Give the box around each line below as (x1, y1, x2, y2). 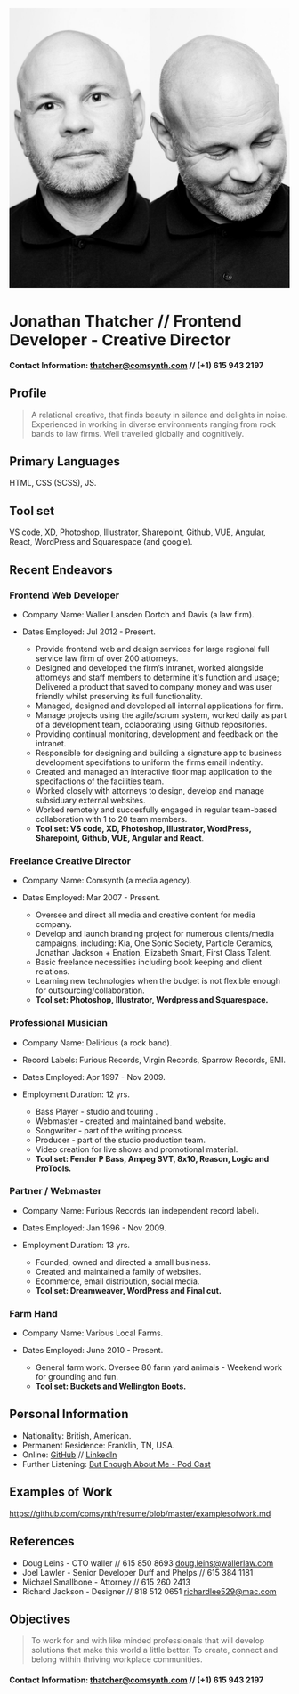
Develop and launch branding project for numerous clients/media (35, 929, 274, 940)
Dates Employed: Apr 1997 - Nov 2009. (21, 1071, 166, 1082)
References (9, 1534, 75, 1549)
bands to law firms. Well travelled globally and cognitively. (30, 428, 245, 439)
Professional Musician (9, 1017, 109, 1029)
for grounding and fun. (35, 1372, 118, 1383)
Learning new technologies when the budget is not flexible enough (35, 976, 281, 987)
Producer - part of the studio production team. (35, 1134, 206, 1145)
